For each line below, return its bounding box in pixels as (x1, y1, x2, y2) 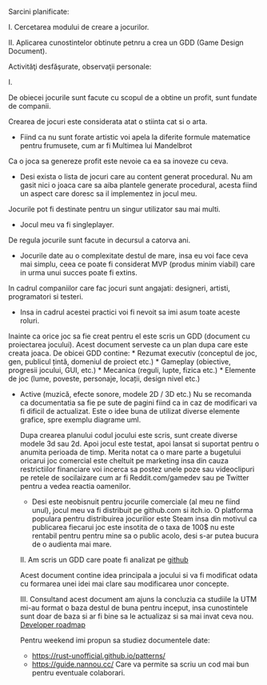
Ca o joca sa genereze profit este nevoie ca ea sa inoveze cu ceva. (8, 156, 229, 166)
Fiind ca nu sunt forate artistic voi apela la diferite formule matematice (19, 132, 251, 142)
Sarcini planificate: (8, 7, 70, 16)
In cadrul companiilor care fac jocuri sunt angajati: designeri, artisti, (8, 283, 230, 293)
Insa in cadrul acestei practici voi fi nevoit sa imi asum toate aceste (19, 307, 241, 317)
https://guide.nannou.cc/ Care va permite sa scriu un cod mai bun (31, 659, 249, 669)
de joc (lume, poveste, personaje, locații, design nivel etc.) (8, 374, 201, 383)
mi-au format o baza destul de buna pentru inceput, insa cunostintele (19, 603, 249, 612)
